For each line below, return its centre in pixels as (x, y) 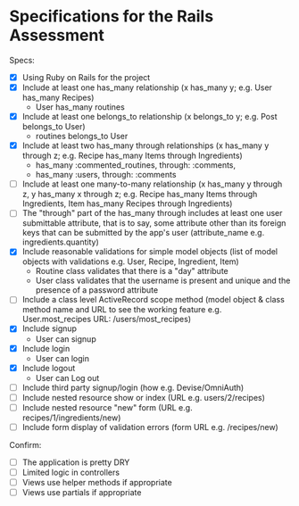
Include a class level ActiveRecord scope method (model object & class (154, 300)
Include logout (49, 368)
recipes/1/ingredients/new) (71, 418)
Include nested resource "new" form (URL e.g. (108, 407)
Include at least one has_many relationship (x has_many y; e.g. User (147, 87)
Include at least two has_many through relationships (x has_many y (145, 145)
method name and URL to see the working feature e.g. (122, 310)
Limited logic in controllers (71, 472)
